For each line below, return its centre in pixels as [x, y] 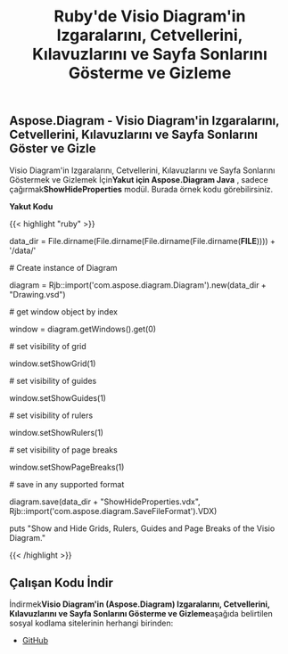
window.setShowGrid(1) [53, 364]
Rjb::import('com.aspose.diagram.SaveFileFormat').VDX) [113, 511]
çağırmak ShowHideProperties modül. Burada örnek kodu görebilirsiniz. [141, 189]
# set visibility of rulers [51, 415]
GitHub [35, 641]
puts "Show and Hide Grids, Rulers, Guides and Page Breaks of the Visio [142, 528]
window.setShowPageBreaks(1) [67, 467]
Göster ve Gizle [53, 149]
